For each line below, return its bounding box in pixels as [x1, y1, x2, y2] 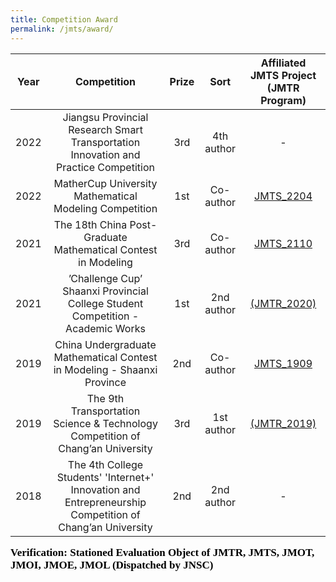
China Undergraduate [54, 337, 157, 351]
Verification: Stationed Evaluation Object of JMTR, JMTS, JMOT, [10, 546, 315, 559]
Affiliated [260, 56, 307, 70]
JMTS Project [250, 68, 317, 82]
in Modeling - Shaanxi [53, 362, 158, 376]
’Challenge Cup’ [68, 271, 143, 285]
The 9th [86, 391, 125, 405]
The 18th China [53, 217, 128, 231]
